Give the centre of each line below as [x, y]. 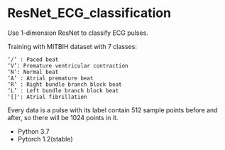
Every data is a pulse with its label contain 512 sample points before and [112, 110]
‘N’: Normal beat [33, 72]
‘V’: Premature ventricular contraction [68, 65]
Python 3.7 [33, 131]
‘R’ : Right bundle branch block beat [65, 84]
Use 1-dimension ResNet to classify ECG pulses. [78, 33]
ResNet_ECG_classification [89, 13]
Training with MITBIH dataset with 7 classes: [72, 46]
